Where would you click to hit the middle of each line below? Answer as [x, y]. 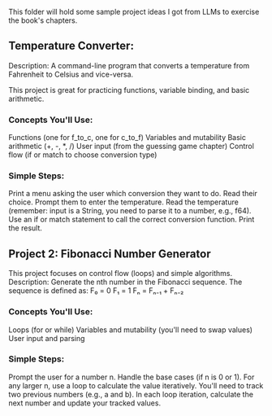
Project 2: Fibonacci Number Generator [110, 254]
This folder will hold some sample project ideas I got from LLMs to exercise [134, 12]
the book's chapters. [43, 20]
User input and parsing [47, 338]
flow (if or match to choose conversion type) [83, 155]
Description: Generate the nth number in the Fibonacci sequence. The [125, 282]
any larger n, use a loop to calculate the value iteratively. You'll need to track [136, 385]
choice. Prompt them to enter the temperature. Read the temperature [124, 202]
